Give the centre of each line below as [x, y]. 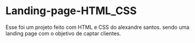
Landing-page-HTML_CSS [71, 11]
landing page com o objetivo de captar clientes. [63, 33]
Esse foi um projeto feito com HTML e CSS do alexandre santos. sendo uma [97, 27]
